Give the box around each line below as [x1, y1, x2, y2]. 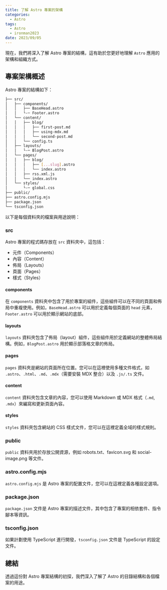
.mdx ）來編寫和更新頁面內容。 [5, 400, 67, 406]
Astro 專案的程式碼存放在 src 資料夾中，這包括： [5, 238, 106, 244]
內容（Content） [12, 256, 47, 262]
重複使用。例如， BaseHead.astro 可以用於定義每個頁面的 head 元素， [14, 305, 155, 311]
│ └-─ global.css [5, 186, 55, 191]
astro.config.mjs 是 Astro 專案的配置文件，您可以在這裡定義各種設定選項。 [5, 480, 161, 486]
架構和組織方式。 [5, 56, 41, 62]
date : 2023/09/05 [5, 36, 42, 41]
